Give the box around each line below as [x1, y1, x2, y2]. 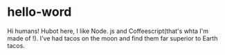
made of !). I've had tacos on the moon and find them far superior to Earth [7, 34, 218, 42]
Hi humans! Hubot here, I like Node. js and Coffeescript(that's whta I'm [7, 27, 209, 35]
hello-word [7, 4, 72, 20]
